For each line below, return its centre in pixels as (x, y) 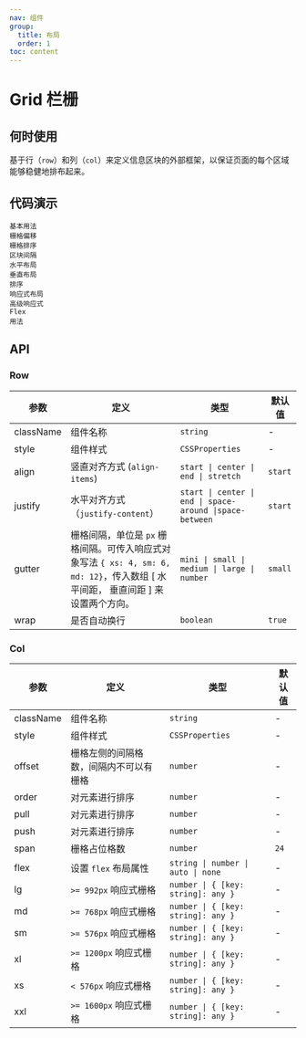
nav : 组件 (26, 18)
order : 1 (34, 43)
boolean (196, 620)
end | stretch (210, 476)
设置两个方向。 (102, 603)
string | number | (209, 863)
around (194, 510)
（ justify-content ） (115, 513)
